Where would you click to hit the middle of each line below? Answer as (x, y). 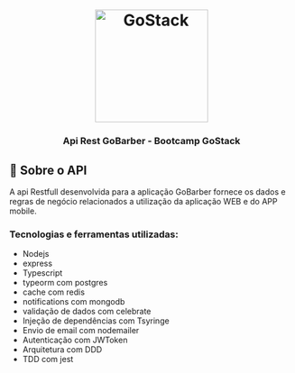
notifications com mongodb (74, 302)
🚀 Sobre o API (48, 170)
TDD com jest (48, 359)
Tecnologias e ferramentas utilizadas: (94, 234)
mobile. (23, 211)
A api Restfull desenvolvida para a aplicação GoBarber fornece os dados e (147, 191)
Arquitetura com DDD (62, 350)
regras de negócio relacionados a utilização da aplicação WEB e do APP (143, 201)
